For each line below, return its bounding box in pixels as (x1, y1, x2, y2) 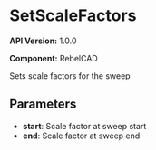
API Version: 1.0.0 (9, 35, 77, 46)
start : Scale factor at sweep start (22, 120, 147, 131)
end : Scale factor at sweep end (22, 130, 141, 141)
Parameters (9, 97, 77, 112)
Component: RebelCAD (9, 52, 98, 63)
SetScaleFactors (9, 5, 137, 26)
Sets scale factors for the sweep (9, 70, 131, 81)
